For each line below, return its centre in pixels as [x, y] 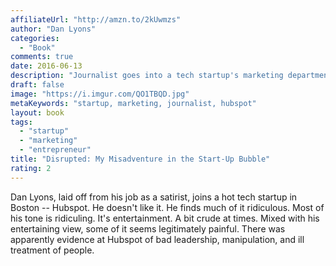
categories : [35, 38]
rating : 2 [31, 168]
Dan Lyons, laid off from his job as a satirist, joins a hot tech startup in [154, 197]
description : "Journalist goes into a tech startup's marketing [147, 76]
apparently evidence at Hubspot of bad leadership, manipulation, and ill [157, 239]
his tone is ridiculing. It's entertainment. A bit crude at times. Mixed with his [165, 218]
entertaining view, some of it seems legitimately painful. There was [148, 228]
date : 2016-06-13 [46, 66]
